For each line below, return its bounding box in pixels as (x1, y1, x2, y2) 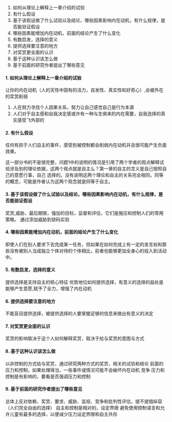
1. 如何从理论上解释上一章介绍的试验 (5, 75, 82, 81)
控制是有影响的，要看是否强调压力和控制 (5, 373, 91, 380)
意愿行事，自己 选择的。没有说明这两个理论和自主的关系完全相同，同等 (14, 172, 164, 178)
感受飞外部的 (17, 117, 45, 123)
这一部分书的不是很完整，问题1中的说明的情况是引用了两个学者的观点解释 (5, 159, 160, 165)
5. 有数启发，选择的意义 (5, 266, 55, 273)
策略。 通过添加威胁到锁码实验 (5, 216, 70, 223)
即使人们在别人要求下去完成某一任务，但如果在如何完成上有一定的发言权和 (5, 241, 162, 247)
